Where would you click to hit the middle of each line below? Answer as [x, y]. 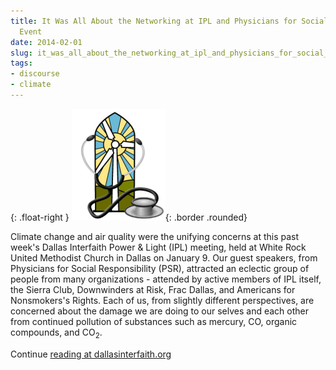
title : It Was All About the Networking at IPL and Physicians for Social [169, 21]
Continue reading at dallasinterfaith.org [91, 354]
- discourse [35, 74]
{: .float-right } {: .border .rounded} [129, 217]
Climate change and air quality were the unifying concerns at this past [155, 236]
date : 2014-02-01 [46, 42]
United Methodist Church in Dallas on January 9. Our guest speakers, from [164, 257]
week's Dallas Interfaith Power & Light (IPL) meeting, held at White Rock [158, 247]
